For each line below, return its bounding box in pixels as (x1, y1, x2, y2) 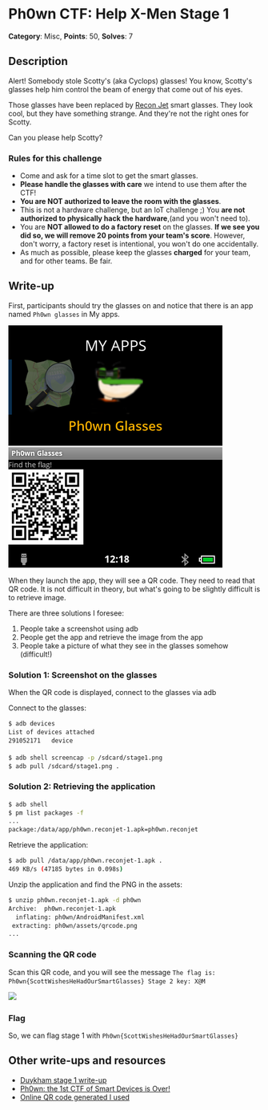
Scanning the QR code (8, 949, 98, 960)
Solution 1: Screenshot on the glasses (8, 669, 158, 681)
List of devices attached (8, 728, 94, 737)
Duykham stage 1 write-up (19, 1075, 107, 1084)
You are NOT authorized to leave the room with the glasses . (19, 197, 222, 206)
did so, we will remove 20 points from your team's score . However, (19, 230, 246, 241)
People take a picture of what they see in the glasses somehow (19, 640, 229, 650)
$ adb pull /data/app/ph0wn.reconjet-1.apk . (8, 856, 162, 865)
